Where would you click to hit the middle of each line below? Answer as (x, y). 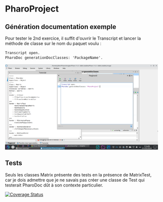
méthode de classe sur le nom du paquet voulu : (53, 43)
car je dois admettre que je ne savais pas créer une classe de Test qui (75, 180)
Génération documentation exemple (61, 27)
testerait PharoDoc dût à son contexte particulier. (54, 185)
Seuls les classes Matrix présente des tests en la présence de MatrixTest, (78, 174)
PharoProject (32, 9)
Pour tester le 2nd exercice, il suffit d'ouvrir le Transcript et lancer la (73, 38)
